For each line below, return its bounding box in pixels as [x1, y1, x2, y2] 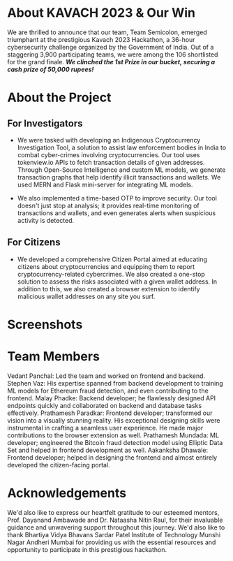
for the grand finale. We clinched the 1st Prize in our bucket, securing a [7, 57, 216, 66]
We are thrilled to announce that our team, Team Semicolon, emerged [7, 28, 207, 36]
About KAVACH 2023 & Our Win [7, 5, 195, 21]
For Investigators [7, 117, 83, 129]
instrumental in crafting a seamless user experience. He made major [7, 423, 204, 432]
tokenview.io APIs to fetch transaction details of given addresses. [17, 158, 205, 166]
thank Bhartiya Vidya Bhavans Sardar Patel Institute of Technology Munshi [7, 530, 221, 539]
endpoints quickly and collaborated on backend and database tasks [7, 401, 202, 409]
